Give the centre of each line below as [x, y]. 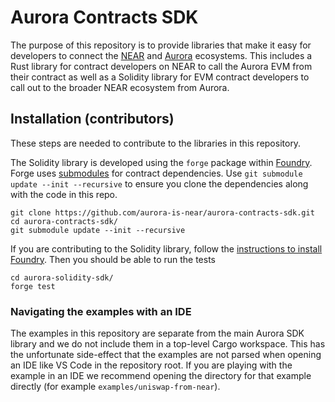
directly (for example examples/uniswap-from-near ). [115, 387]
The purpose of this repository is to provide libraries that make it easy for [161, 45]
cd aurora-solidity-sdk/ [62, 277]
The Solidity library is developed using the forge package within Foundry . [161, 162]
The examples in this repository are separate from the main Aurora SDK [157, 333]
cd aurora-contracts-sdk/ [64, 221]
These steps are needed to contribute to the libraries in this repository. [156, 143]
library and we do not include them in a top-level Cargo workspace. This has [168, 344]
